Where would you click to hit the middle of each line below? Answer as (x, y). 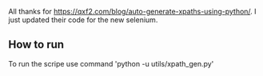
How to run (36, 45)
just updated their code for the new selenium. (83, 20)
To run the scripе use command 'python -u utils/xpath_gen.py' (111, 63)
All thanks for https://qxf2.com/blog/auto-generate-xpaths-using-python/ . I (133, 11)
